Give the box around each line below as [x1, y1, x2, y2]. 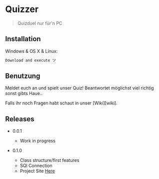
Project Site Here [19, 168, 55, 174]
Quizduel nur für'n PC [17, 20, 62, 26]
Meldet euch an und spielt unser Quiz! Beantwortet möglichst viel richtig [5, 85, 154, 91]
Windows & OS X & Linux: [5, 48, 58, 54]
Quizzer [5, 4, 39, 15]
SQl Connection [19, 162, 52, 169]
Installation [5, 35, 41, 43]
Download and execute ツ [5, 58, 56, 63]
